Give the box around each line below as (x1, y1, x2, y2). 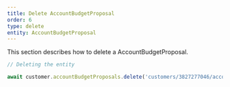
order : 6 (7, 16, 32, 23)
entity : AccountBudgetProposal (7, 29, 97, 36)
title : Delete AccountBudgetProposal (7, 10, 115, 17)
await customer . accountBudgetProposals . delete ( (7, 73, 146, 81)
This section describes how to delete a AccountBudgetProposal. (7, 48, 188, 56)
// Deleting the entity (7, 61, 75, 69)
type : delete (7, 23, 44, 29)
